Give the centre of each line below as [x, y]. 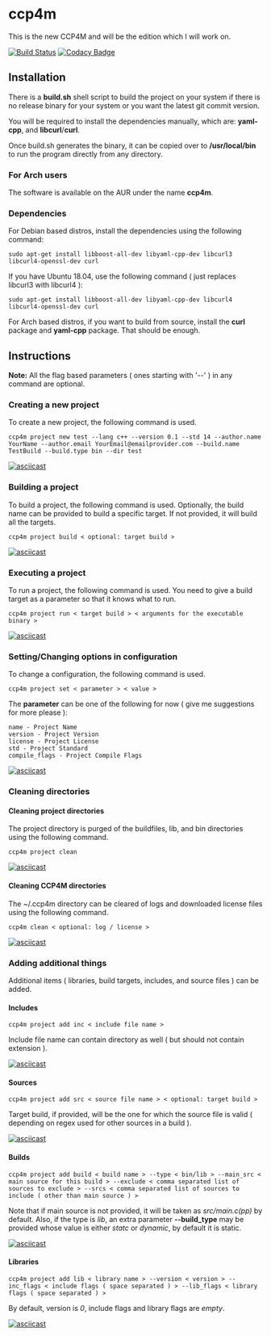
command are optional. [47, 384]
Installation [37, 78]
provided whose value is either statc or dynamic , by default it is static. [125, 1228]
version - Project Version [54, 735]
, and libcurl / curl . [51, 129]
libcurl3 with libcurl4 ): [46, 285]
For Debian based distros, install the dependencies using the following [125, 231]
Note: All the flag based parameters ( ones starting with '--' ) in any [121, 376]
